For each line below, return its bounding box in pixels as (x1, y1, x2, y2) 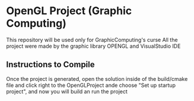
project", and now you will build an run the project (6, 87, 128, 95)
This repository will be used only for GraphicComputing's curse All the (6, 36, 178, 43)
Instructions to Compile (6, 60, 95, 70)
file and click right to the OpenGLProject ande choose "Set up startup (6, 82, 176, 89)
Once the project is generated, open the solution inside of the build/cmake (6, 75, 188, 82)
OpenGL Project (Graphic (6, 4, 132, 18)
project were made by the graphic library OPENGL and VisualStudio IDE (6, 43, 181, 50)
